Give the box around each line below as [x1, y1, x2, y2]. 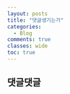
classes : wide [7, 42, 49, 49]
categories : [7, 23, 42, 30]
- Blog [13, 29, 33, 37]
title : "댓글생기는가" [7, 17, 64, 24]
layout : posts [7, 10, 49, 17]
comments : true [7, 36, 51, 43]
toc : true [7, 49, 36, 56]
